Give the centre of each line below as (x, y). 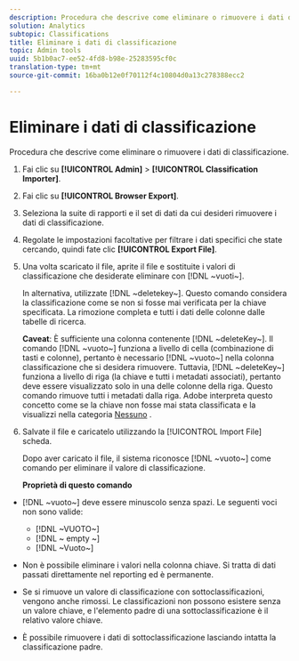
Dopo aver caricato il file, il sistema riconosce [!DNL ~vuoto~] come (146, 458)
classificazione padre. (63, 647)
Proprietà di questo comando (77, 485)
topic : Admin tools (45, 51)
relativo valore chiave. (62, 620)
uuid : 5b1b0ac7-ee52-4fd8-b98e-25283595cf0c (93, 59)
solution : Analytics (48, 26)
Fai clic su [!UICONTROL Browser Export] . (101, 196)
